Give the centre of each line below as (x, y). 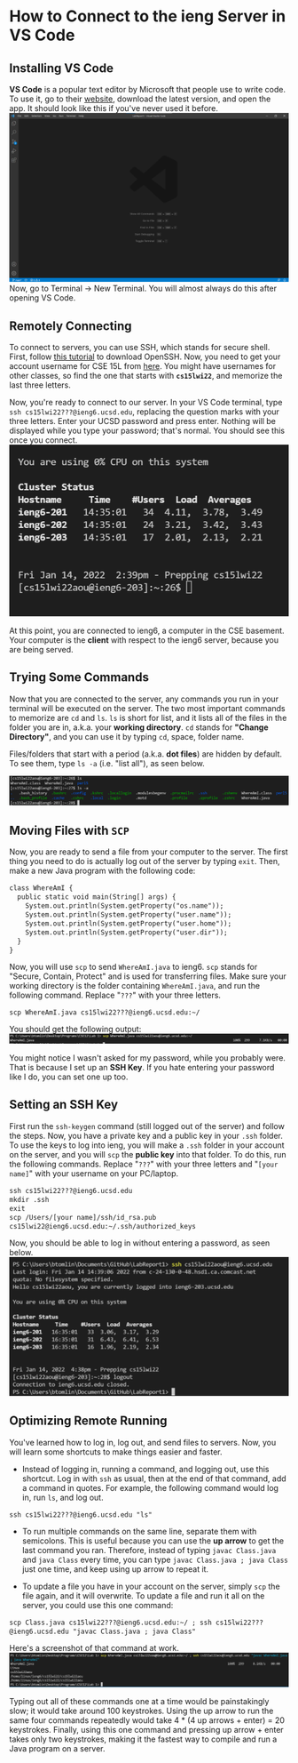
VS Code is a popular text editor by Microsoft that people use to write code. (148, 89)
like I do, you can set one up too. (69, 1077)
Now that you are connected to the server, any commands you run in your (144, 699)
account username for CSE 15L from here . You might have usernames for (143, 365)
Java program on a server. (57, 1749)
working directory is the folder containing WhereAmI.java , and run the (134, 986)
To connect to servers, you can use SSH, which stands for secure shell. (140, 347)
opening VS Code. (43, 298)
